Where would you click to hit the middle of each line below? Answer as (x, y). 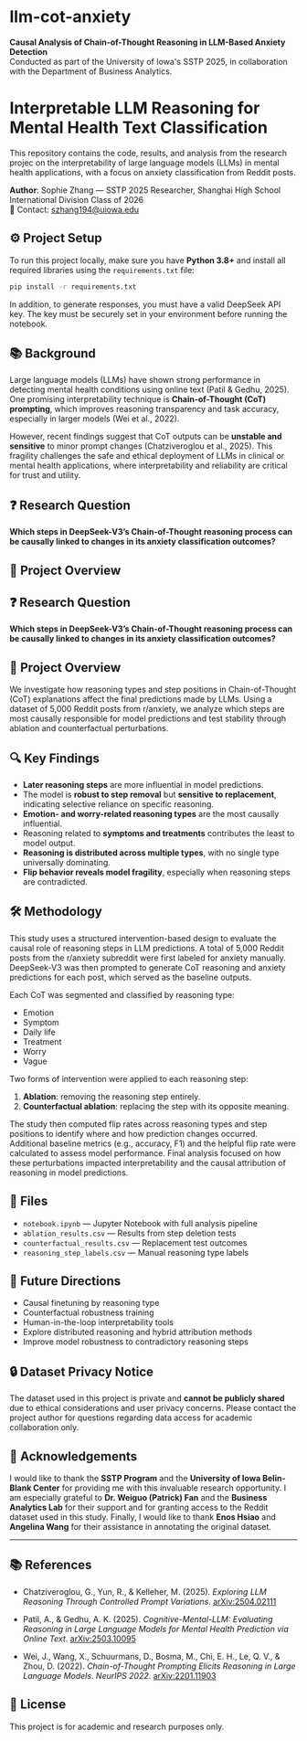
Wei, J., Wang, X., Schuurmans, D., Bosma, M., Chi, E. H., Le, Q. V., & (151, 1656)
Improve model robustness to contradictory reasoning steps (136, 1342)
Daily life (39, 1032)
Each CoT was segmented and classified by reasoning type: (122, 994)
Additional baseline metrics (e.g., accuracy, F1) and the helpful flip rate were (153, 1143)
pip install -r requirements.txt (73, 287)
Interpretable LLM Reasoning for (135, 108)
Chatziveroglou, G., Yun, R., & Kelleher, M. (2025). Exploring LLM (144, 1591)
